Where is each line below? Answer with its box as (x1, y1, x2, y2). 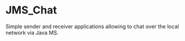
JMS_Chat (5, 4, 57, 17)
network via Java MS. (5, 29, 59, 36)
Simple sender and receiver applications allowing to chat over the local (5, 23, 179, 30)
